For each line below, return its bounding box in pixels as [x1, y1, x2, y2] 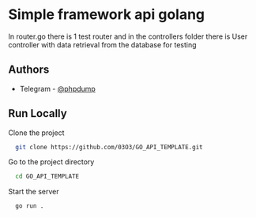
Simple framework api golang [8, 6, 205, 24]
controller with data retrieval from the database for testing [8, 39, 197, 49]
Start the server [8, 187, 59, 197]
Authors [8, 63, 50, 77]
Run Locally [8, 107, 67, 120]
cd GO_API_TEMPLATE [15, 172, 80, 181]
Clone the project [8, 128, 65, 137]
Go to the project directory [8, 157, 95, 167]
